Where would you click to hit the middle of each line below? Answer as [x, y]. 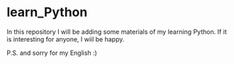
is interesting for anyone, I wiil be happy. [66, 39]
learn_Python [47, 12]
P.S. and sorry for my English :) [52, 53]
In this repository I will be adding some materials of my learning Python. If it [117, 32]
